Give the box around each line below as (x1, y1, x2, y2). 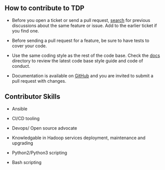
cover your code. (11, 42, 47, 49)
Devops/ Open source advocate (11, 125, 78, 131)
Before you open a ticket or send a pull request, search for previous (11, 17, 151, 23)
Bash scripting (11, 159, 42, 165)
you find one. (11, 27, 39, 34)
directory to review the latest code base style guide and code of (11, 57, 144, 64)
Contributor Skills (4, 92, 61, 101)
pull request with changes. (11, 78, 67, 84)
